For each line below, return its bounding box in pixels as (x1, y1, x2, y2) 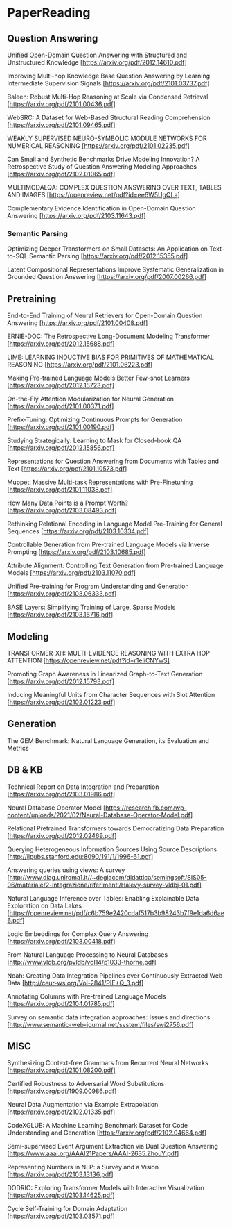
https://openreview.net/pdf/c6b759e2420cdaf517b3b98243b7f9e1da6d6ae (9, 908, 225, 917)
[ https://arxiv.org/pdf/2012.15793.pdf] (7, 677, 115, 685)
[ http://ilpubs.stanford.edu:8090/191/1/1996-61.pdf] (7, 852, 154, 860)
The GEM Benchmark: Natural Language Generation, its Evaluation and (7, 736, 210, 744)
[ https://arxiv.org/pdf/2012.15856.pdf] (7, 444, 115, 452)
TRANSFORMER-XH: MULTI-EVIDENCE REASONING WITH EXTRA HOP (7, 649, 210, 657)
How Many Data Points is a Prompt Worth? (7, 499, 128, 508)
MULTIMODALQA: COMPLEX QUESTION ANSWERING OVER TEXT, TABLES (7, 183, 222, 192)
